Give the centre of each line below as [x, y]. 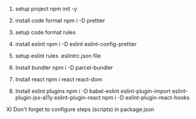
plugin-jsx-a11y [34, 97]
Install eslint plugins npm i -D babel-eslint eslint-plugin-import [93, 91]
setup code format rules [45, 32]
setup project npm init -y [46, 9]
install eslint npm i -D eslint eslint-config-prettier [76, 44]
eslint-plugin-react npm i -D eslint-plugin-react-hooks [122, 97]
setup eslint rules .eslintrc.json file [58, 56]
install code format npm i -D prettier [60, 20]
